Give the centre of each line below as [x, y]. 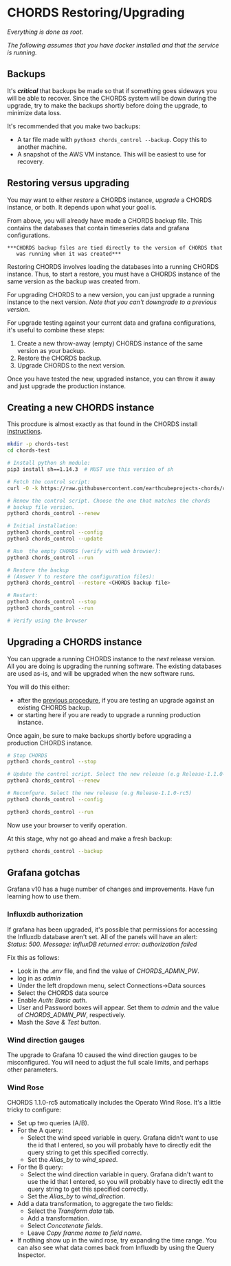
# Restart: [23, 595]
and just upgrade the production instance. [66, 386]
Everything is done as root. [45, 32]
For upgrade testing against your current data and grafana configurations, [112, 323]
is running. [22, 52]
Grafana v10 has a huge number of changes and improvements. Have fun [111, 889]
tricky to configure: [34, 1110]
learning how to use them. [44, 896]
